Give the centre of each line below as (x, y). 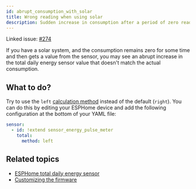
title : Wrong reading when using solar (55, 17)
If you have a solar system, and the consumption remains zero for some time (98, 50)
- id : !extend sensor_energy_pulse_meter (62, 130)
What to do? (29, 87)
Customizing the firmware (45, 180)
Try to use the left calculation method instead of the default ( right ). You (94, 102)
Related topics (33, 159)
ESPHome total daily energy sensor (57, 173)
